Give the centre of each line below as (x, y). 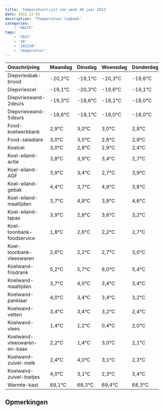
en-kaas (18, 349)
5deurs (16, 117)
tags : (10, 32)
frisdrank (18, 272)
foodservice (21, 238)
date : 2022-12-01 (23, 14)
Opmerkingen (26, 402)
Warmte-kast (23, 385)
